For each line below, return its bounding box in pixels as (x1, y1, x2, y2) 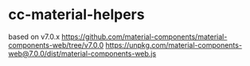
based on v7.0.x (8, 32, 61, 41)
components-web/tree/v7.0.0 (8, 40, 104, 49)
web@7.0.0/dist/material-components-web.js (8, 49, 157, 58)
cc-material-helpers (8, 6, 145, 24)
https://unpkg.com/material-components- (105, 40, 243, 49)
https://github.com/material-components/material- (61, 32, 228, 41)
